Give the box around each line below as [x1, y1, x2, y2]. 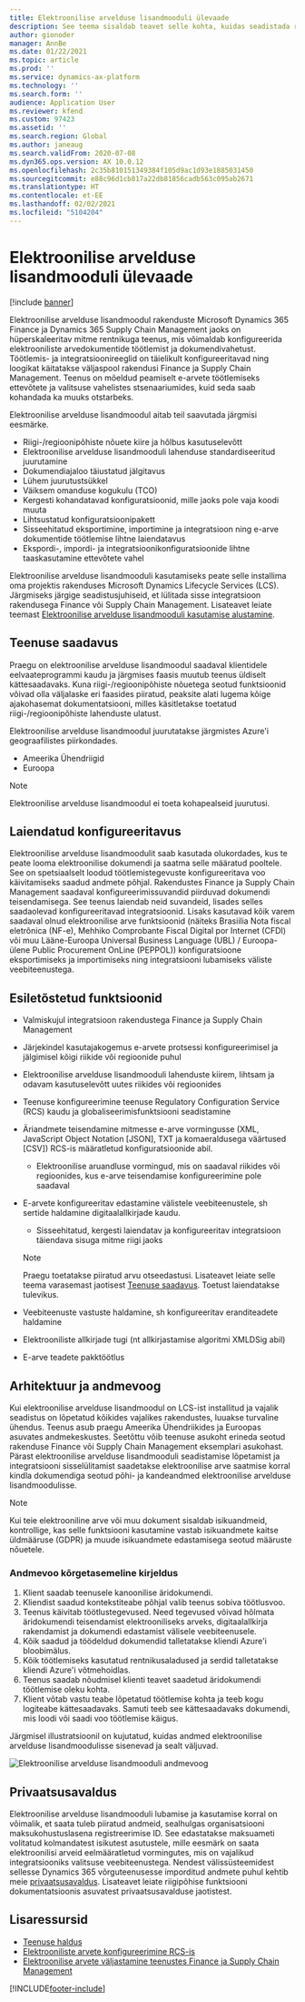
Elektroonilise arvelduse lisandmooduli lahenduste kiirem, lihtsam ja [22, 1069, 275, 1080]
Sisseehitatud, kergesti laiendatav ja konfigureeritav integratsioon [35, 1225, 281, 1236]
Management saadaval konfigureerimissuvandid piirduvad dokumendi [9, 886, 271, 897]
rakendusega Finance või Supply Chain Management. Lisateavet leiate [9, 599, 272, 610]
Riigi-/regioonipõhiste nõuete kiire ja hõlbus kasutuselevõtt [22, 436, 242, 447]
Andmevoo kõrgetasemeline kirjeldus [9, 1566, 179, 1579]
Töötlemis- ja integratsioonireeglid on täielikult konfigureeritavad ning [9, 352, 270, 364]
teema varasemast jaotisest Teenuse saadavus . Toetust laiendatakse [22, 1279, 280, 1290]
